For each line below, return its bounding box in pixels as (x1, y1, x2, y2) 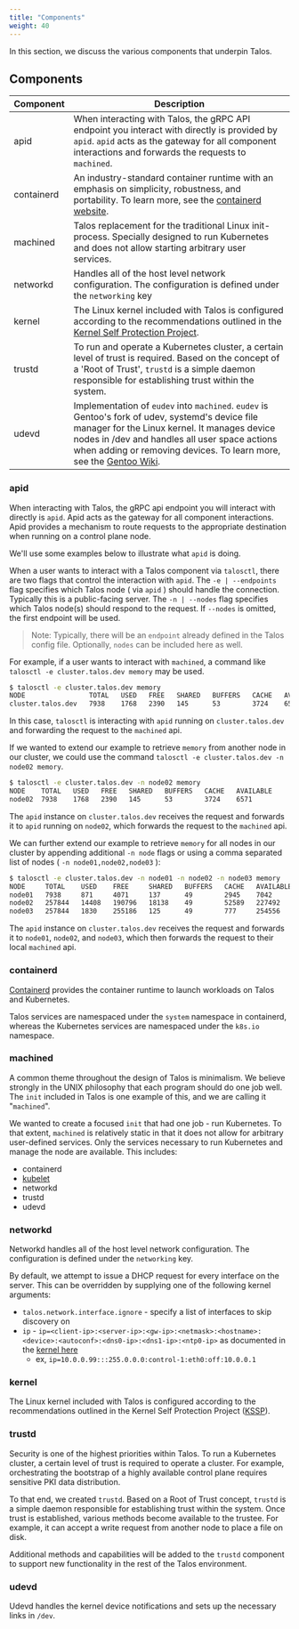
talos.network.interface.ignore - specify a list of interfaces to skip (21, 1307, 272, 1318)
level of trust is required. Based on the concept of (73, 352, 280, 365)
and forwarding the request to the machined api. (9, 725, 182, 736)
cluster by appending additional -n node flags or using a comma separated (9, 847, 283, 858)
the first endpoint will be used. (9, 612, 121, 623)
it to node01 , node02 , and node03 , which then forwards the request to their (9, 932, 274, 943)
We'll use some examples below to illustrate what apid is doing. (9, 548, 242, 559)
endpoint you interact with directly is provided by (73, 124, 279, 136)
